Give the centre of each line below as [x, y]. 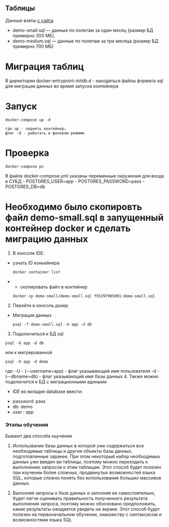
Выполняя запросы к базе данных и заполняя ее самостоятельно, [84, 493]
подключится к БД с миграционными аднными [56, 382]
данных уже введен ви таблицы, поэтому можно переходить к [80, 461]
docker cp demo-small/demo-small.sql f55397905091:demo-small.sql [84, 296]
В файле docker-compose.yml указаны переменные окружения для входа [84, 175]
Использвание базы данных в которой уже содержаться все [78, 445]
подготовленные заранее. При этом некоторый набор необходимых [86, 456]
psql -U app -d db [24, 343]
